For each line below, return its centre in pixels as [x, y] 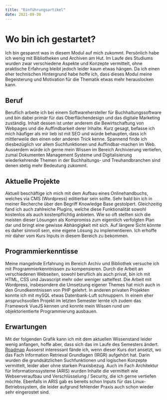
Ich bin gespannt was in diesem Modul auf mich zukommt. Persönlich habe [82, 53]
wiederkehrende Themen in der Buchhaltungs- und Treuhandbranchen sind [83, 160]
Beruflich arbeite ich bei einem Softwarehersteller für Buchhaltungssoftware [83, 112]
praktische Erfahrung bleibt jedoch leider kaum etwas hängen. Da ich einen [83, 69]
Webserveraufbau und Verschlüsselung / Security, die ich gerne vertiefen [81, 376]
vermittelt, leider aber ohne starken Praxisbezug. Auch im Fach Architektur [82, 366]
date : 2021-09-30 [23, 14]
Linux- [139, 381]
